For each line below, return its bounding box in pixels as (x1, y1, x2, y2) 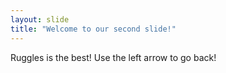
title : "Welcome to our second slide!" (10, 24, 177, 34)
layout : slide (10, 14, 70, 25)
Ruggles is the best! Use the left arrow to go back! (10, 51, 217, 63)
